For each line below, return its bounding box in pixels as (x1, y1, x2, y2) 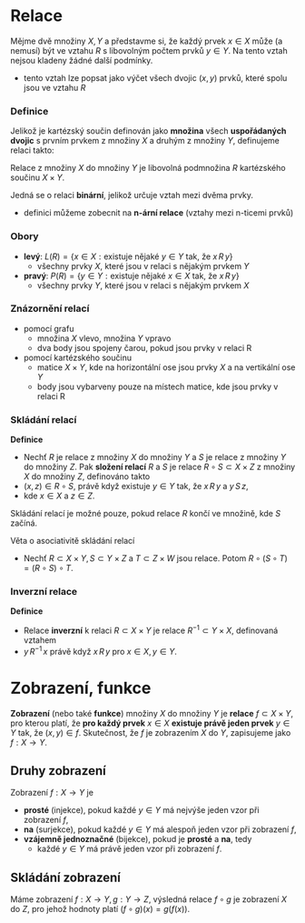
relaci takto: (10, 145, 54, 156)
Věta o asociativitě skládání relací (10, 536, 135, 547)
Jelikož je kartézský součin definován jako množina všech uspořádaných (10, 125, 287, 136)
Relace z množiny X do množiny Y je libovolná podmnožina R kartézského (10, 163, 286, 174)
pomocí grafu (23, 323, 74, 334)
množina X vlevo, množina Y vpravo (36, 333, 172, 344)
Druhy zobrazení (10, 763, 107, 778)
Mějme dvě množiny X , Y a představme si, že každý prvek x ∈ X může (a (10, 35, 283, 46)
